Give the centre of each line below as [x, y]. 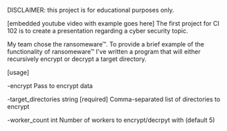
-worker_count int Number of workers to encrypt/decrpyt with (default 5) [111, 120]
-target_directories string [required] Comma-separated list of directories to [114, 99]
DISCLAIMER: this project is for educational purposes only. [91, 10]
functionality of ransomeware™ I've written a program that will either [104, 52]
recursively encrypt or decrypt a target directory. [77, 59]
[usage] [18, 72]
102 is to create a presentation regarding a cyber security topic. [98, 31]
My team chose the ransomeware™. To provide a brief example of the [106, 44]
